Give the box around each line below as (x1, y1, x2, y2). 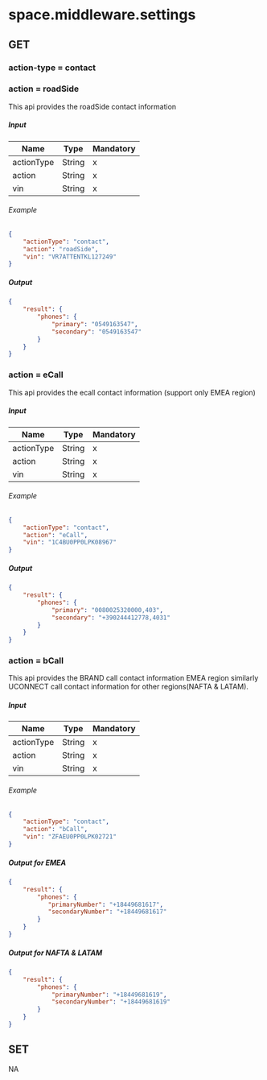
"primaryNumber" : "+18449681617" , (47, 900, 163, 908)
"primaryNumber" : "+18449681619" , (51, 991, 167, 999)
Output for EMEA (8, 858, 67, 867)
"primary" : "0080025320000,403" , (51, 606, 163, 614)
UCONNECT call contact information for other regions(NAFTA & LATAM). (8, 682, 249, 692)
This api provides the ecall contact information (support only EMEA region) (8, 387, 256, 397)
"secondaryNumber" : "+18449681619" (51, 998, 171, 1006)
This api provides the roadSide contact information (8, 101, 177, 111)
